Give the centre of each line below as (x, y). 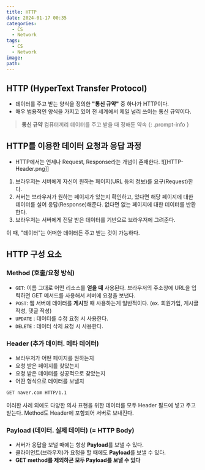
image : (15, 58)
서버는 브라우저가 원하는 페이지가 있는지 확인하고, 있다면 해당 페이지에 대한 (104, 197)
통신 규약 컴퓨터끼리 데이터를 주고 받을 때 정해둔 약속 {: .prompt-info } (105, 125)
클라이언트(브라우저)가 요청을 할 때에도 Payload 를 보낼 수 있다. (91, 453)
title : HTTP (21, 12)
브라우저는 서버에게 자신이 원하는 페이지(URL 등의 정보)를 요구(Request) (102, 181)
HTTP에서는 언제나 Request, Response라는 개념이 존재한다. (88, 162)
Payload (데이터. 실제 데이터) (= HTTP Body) (70, 430)
